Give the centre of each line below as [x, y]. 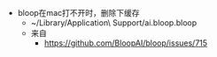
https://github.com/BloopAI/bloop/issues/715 [126, 43]
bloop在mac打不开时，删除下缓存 [78, 13]
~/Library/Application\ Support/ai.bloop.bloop [114, 23]
